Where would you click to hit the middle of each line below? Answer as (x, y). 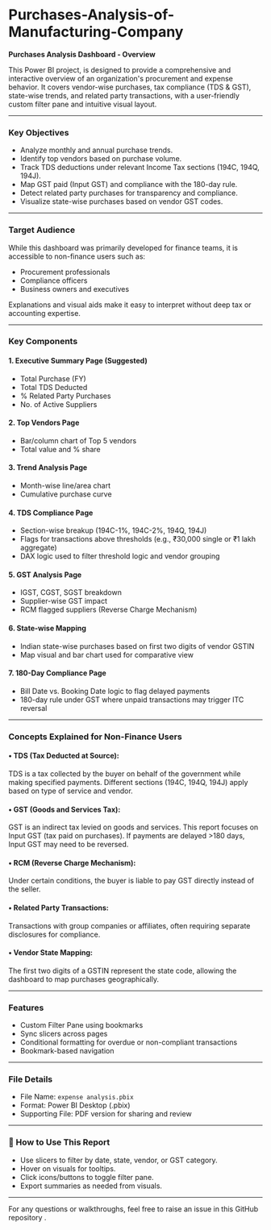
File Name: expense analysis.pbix (77, 1097)
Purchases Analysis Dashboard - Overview (82, 54)
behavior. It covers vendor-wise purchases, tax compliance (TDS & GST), (130, 87)
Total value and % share (60, 449)
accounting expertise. (44, 313)
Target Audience (42, 230)
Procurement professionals (65, 272)
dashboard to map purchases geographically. (84, 979)
